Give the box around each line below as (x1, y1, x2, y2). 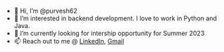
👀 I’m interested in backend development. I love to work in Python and (13, 14, 217, 22)
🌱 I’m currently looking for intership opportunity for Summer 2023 (13, 29, 205, 37)
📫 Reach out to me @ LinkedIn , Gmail (13, 37, 125, 45)
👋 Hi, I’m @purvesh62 (13, 7, 77, 15)
